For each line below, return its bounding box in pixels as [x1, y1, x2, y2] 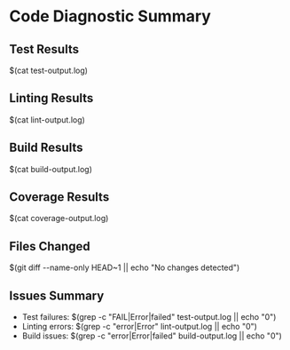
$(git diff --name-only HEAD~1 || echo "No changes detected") [9, 262, 240, 273]
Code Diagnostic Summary [9, 6, 211, 27]
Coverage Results [9, 189, 110, 205]
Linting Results [9, 91, 94, 106]
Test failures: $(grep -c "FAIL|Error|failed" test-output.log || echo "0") [21, 312, 277, 322]
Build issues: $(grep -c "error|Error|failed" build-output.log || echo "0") [21, 330, 282, 341]
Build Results [9, 140, 83, 155]
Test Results [9, 42, 80, 57]
